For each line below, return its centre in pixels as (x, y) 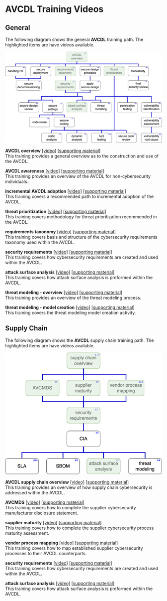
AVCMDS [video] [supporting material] (45, 502)
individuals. (17, 181)
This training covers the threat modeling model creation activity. (71, 312)
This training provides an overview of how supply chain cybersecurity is (79, 487)
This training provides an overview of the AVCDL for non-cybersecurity (78, 176)
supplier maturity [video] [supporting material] (53, 523)
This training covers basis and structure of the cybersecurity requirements (81, 237)
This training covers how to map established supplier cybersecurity (74, 548)
